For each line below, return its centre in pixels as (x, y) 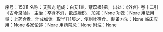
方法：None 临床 (136, 19)
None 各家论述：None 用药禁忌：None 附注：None (65, 25)
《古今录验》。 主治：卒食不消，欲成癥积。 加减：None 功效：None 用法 (78, 13)
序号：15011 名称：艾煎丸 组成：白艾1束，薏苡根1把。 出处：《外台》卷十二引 (82, 7)
